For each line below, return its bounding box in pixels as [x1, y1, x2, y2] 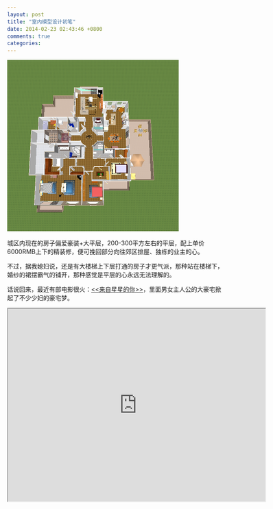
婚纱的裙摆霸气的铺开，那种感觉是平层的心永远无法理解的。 [7, 271, 176, 279]
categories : [7, 40, 41, 47]
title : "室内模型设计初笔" [7, 18, 76, 25]
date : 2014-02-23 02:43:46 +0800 [7, 25, 103, 32]
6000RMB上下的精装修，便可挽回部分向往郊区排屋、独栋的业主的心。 [7, 247, 204, 256]
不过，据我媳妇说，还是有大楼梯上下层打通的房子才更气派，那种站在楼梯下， [7, 262, 224, 271]
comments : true [7, 33, 51, 40]
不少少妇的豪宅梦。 [19, 294, 73, 302]
